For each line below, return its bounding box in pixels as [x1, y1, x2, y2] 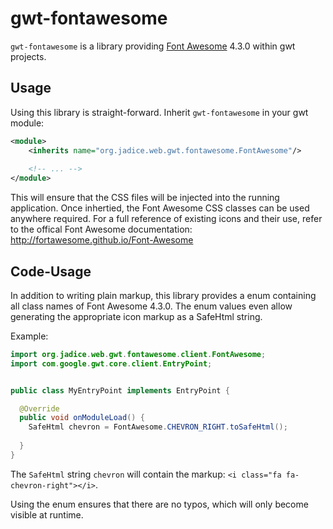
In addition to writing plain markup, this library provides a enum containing [10, 289, 317, 301]
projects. [10, 50, 47, 62]
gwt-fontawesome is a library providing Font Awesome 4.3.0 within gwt [10, 40, 296, 52]
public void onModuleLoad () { [19, 413, 145, 423]
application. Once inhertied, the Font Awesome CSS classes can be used [10, 202, 310, 214]
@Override [19, 403, 60, 414]
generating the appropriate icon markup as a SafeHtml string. [10, 310, 263, 322]
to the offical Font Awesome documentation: [10, 223, 193, 236]
